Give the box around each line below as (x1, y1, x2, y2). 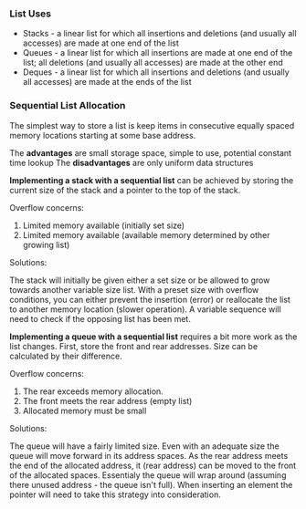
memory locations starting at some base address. (9, 130, 196, 140)
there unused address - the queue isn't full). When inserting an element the (9, 479, 293, 490)
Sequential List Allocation (9, 99, 126, 112)
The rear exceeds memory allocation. (22, 386, 164, 397)
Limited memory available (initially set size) (22, 220, 185, 231)
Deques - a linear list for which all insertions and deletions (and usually (22, 67, 290, 78)
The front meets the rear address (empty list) (22, 395, 193, 406)
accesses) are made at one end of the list (22, 37, 180, 48)
